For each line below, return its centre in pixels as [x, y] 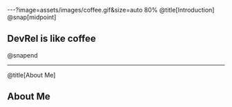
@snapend [22, 55]
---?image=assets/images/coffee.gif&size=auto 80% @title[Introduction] [111, 10]
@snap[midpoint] [32, 17]
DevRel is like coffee [52, 39]
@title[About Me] [31, 75]
